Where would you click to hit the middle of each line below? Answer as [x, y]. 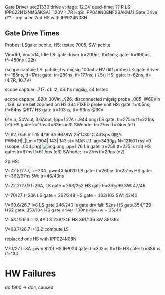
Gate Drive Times [32, 33]
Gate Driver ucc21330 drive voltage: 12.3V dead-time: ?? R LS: [68, 7]
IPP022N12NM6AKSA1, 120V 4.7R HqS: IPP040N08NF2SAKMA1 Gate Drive [81, 12]
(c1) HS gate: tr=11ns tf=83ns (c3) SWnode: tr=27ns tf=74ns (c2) [70, 124]
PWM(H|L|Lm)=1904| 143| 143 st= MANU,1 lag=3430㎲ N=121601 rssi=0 [78, 141]
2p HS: [12, 161]
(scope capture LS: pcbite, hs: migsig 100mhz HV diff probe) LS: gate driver [82, 69]
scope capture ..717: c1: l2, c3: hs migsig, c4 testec [57, 89]
